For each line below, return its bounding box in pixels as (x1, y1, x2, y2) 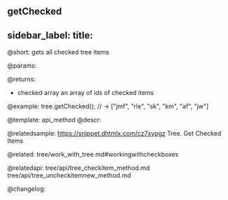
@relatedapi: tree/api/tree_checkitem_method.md (7, 164, 150, 172)
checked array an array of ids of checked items (17, 89, 154, 97)
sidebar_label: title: (7, 29, 93, 41)
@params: (7, 62, 37, 70)
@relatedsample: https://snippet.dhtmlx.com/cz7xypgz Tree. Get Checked (7, 129, 222, 138)
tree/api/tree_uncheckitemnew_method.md (7, 171, 131, 180)
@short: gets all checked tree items (7, 48, 110, 57)
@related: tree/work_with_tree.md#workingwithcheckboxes (7, 150, 179, 159)
